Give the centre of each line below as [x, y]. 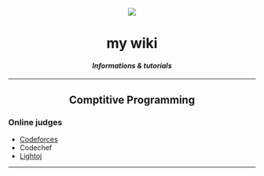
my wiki [132, 44]
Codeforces [38, 139]
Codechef [36, 148]
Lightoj [31, 156]
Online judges [35, 122]
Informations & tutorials [132, 65]
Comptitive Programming [132, 99]
